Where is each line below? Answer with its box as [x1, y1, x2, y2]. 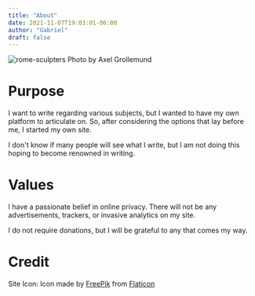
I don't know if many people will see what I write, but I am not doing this [8, 141, 240, 150]
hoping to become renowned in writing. [8, 148, 136, 158]
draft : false [8, 33, 51, 42]
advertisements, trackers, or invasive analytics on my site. [8, 210, 196, 220]
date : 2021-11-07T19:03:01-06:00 [8, 19, 118, 27]
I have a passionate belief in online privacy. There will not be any [8, 202, 217, 212]
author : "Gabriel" [8, 26, 68, 34]
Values [8, 176, 54, 194]
